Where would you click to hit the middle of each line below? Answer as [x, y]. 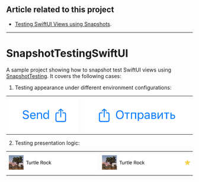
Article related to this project [60, 10]
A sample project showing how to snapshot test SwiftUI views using [89, 70]
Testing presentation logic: [47, 143]
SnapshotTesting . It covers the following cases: [64, 76]
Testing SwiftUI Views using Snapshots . [63, 24]
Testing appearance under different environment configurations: [93, 87]
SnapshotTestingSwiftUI [67, 53]
